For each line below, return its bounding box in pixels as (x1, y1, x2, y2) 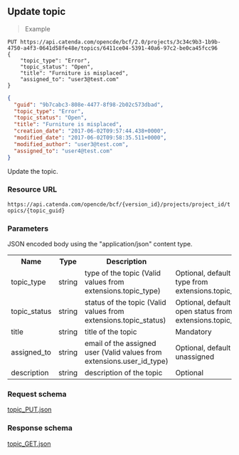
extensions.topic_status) (84, 315, 166, 325)
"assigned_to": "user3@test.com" (20, 75, 119, 83)
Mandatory (175, 327, 212, 337)
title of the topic (84, 327, 137, 337)
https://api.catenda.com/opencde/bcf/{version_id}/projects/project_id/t (7, 201, 231, 208)
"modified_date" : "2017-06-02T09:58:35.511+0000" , (14, 135, 167, 142)
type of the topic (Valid (84, 268, 161, 278)
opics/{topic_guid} (7, 206, 65, 214)
